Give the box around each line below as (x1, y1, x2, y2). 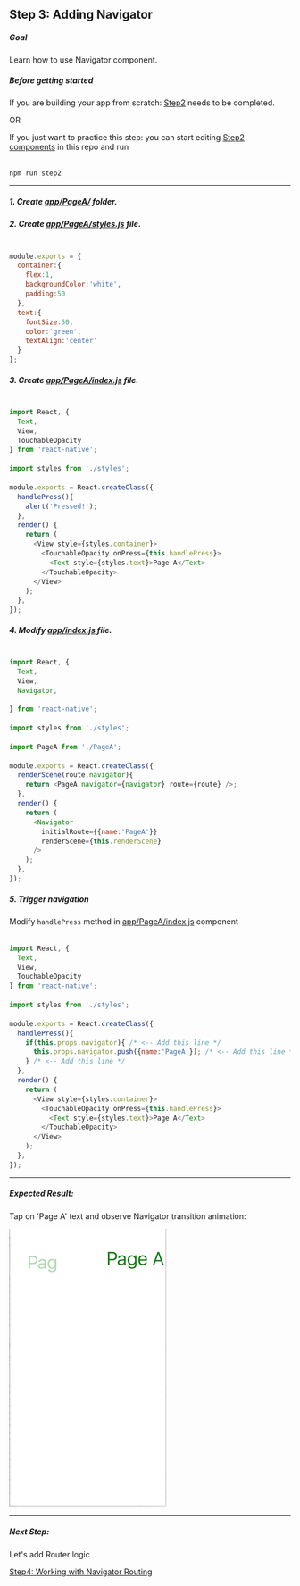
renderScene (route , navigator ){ (17, 771, 134, 780)
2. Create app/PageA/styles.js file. (9, 219, 141, 230)
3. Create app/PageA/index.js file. (9, 374, 139, 385)
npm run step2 (9, 169, 62, 178)
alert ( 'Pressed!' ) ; (25, 502, 98, 511)
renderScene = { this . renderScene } (41, 837, 162, 846)
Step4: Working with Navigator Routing (9, 1566, 153, 1577)
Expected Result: (9, 1188, 74, 1199)
